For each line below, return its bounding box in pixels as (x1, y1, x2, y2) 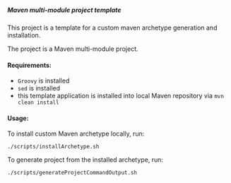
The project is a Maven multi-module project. (7, 45, 138, 53)
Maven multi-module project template (7, 6, 122, 14)
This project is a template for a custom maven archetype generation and (7, 23, 218, 32)
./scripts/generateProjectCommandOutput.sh (7, 170, 138, 177)
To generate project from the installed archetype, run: (7, 155, 164, 164)
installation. (7, 30, 41, 39)
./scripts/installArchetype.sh (7, 143, 100, 150)
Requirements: (7, 61, 52, 69)
